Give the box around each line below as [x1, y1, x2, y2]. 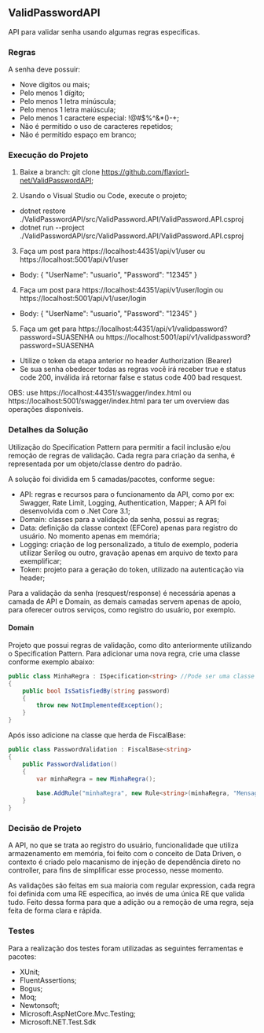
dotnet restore [19, 206, 66, 215]
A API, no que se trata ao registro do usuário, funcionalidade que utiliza [8, 840, 239, 850]
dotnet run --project [19, 223, 85, 233]
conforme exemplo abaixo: [8, 656, 95, 667]
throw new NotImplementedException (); [36, 701, 163, 710]
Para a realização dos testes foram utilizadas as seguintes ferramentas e [8, 943, 244, 953]
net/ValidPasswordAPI [19, 176, 92, 186]
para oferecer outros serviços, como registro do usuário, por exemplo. [8, 605, 236, 614]
